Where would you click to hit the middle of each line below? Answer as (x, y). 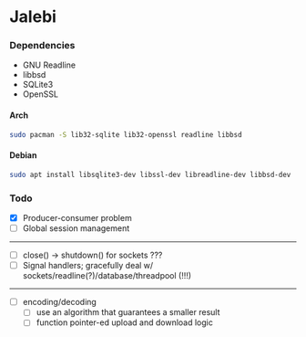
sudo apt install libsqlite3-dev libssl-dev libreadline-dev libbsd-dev (150, 174)
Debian (23, 155)
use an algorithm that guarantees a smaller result (128, 312)
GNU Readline (49, 65)
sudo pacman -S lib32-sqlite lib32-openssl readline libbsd (126, 134)
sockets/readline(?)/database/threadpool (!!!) (107, 276)
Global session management (76, 228)
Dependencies (42, 46)
